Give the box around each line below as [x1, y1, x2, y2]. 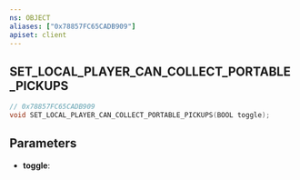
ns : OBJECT [9, 13, 51, 23]
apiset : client [9, 30, 67, 39]
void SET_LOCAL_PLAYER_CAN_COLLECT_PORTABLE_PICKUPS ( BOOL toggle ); [9, 111, 271, 120]
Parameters [9, 135, 77, 151]
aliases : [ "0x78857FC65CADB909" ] [9, 22, 136, 31]
